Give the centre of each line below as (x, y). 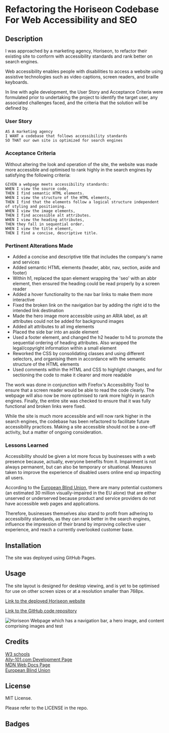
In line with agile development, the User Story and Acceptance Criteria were (84, 92)
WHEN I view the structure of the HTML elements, (59, 198)
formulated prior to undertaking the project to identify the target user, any (81, 97)
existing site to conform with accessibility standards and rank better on (79, 56)
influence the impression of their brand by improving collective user (76, 524)
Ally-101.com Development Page (39, 659)
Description (24, 39)
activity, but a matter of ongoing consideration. (54, 432)
